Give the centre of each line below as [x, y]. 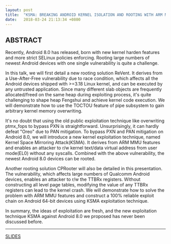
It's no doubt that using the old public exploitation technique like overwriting [85, 121]
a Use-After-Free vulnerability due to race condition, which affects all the [82, 78]
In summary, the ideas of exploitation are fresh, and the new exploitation [81, 211]
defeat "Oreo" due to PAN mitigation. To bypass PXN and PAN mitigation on [84, 132]
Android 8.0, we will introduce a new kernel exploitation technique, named [83, 137]
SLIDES [13, 236]
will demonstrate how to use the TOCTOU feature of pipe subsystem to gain [85, 105]
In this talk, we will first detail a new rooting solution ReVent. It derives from [84, 73]
